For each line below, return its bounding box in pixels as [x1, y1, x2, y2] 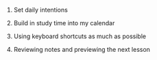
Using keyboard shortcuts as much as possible [13, 32, 146, 40]
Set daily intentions [13, 6, 69, 14]
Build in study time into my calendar [13, 19, 115, 27]
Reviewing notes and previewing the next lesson [13, 46, 151, 53]
